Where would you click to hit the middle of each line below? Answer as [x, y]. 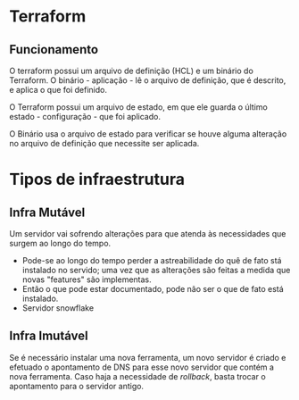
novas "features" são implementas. [87, 279]
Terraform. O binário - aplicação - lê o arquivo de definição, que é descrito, [148, 80]
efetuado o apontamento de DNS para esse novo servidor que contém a [142, 367]
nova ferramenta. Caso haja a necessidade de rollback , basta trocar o [137, 376]
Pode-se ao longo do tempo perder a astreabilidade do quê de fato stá [152, 260]
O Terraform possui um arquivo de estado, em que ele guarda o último [138, 107]
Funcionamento [54, 50]
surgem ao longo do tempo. [60, 243]
